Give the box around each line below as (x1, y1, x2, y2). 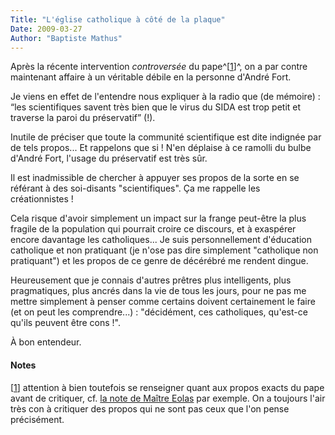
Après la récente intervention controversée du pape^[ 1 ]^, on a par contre (10, 61, 308, 73)
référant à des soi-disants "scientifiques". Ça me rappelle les (10, 182, 261, 195)
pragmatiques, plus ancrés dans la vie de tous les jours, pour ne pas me (10, 285, 307, 297)
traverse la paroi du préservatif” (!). (10, 112, 156, 124)
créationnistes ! (10, 193, 74, 205)
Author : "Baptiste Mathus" (10, 33, 123, 43)
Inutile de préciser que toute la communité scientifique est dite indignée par (10, 131, 322, 143)
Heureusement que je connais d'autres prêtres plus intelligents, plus (10, 274, 292, 286)
